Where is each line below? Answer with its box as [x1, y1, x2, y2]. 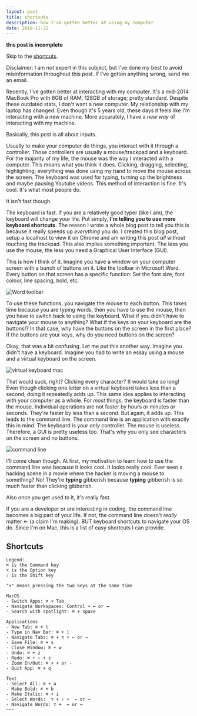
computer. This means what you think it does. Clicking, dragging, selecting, [6, 161, 189, 168]
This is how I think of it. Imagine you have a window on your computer [6, 258, 176, 266]
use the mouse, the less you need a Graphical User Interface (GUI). [6, 247, 169, 254]
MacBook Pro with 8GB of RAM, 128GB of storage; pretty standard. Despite [6, 94, 188, 102]
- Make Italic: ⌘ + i [6, 691, 59, 697]
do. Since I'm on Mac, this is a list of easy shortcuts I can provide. [6, 524, 166, 531]
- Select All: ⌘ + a [6, 681, 57, 687]
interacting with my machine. [6, 119, 76, 127]
